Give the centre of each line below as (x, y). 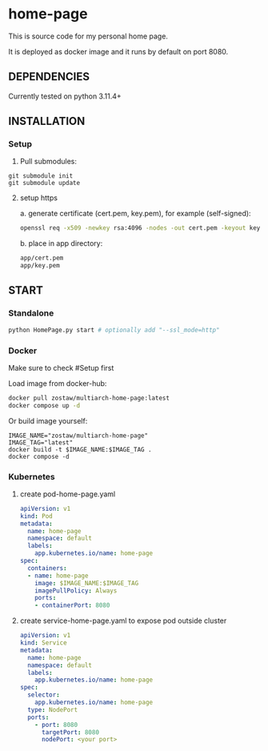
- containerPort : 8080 (72, 605)
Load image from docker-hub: (58, 383)
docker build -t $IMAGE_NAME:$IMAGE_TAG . (80, 449)
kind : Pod (36, 516)
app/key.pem (40, 266)
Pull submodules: (48, 162)
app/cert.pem (42, 258)
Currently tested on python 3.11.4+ (65, 96)
